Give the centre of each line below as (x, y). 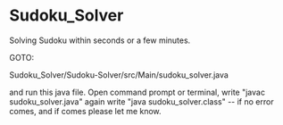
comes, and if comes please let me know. (86, 111)
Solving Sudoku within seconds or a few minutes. (100, 40)
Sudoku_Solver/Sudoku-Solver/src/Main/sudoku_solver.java (119, 75)
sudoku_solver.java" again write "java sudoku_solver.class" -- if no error (141, 101)
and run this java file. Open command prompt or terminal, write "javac (137, 92)
